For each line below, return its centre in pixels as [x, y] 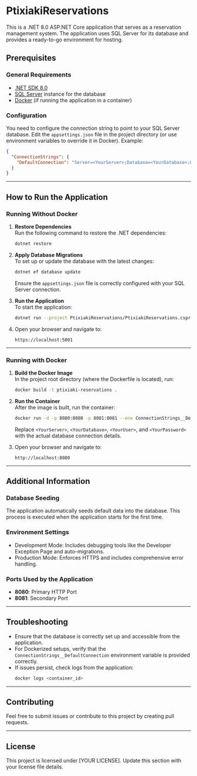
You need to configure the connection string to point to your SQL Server [93, 128]
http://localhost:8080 [42, 458]
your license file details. [35, 767]
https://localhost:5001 [44, 340]
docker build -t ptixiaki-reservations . [66, 390]
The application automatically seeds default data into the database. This [93, 511]
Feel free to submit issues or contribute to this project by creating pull [90, 716]
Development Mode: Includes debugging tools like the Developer [93, 545]
